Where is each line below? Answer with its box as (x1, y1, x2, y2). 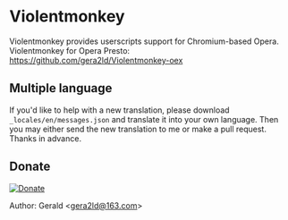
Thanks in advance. (9, 132, 82, 144)
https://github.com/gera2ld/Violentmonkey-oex (9, 55, 183, 65)
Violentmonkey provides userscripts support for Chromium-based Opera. (9, 36, 279, 47)
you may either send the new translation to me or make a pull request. (9, 123, 267, 134)
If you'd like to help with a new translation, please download (9, 105, 230, 115)
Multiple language (9, 80, 113, 96)
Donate (9, 159, 51, 174)
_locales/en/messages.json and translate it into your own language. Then (9, 114, 279, 124)
